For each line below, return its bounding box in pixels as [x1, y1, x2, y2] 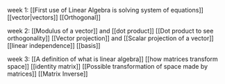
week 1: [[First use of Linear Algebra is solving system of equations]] [7, 6, 203, 14]
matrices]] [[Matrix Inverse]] [7, 69, 88, 78]
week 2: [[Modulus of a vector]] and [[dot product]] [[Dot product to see [7, 27, 214, 35]
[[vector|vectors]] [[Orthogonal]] [7, 13, 101, 22]
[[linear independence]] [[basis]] [7, 42, 101, 49]
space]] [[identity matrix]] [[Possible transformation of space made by [7, 62, 208, 70]
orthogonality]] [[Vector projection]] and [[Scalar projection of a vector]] [7, 34, 214, 42]
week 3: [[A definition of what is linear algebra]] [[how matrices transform [7, 55, 219, 63]
